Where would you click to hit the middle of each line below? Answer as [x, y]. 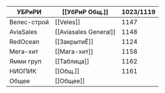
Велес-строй [29, 22]
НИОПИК [23, 71]
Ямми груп [25, 61]
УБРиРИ [29, 12]
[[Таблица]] [72, 61]
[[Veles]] [67, 22]
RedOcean [24, 42]
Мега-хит [24, 52]
